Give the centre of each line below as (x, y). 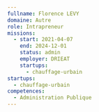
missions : (22, 33)
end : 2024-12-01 (44, 46)
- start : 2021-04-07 (43, 40)
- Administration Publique (53, 98)
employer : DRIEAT (45, 59)
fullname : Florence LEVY (43, 14)
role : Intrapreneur (36, 26)
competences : (26, 91)
